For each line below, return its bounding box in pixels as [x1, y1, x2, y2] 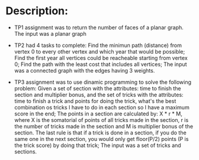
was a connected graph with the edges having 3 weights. [14, 67, 156, 74]
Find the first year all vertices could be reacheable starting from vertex [14, 54, 188, 61]
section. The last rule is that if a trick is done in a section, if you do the [14, 129, 187, 136]
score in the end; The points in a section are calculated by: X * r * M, [14, 110, 183, 117]
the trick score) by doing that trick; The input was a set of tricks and [14, 142, 181, 149]
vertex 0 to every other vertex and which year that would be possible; [14, 48, 185, 55]
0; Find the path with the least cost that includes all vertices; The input [14, 61, 187, 68]
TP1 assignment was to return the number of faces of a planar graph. [14, 24, 184, 31]
